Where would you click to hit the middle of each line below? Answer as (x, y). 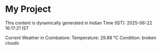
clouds (12, 43)
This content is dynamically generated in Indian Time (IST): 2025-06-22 (79, 23)
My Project (28, 9)
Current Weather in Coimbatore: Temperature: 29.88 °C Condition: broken (81, 38)
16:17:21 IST (17, 28)
